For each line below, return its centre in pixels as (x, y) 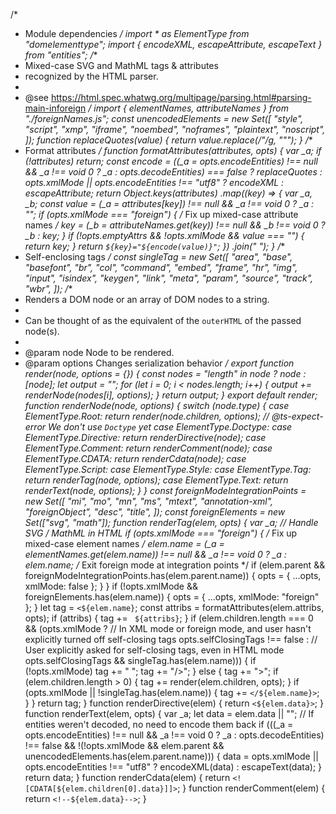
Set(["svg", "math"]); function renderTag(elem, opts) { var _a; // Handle (171, 522)
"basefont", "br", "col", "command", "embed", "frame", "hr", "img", (161, 267)
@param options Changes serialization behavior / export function (159, 363)
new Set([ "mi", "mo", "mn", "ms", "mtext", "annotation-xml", (149, 501)
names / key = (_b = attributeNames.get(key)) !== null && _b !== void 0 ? (175, 225)
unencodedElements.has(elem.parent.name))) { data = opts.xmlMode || (171, 756)
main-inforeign (55, 108)
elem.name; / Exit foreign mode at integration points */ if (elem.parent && (175, 565)
